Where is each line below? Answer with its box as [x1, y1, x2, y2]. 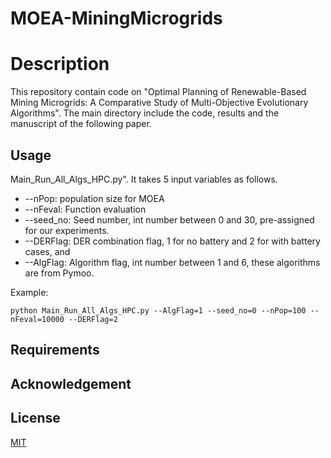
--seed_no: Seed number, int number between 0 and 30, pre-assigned [24, 213, 315, 226]
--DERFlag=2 [68, 314, 118, 324]
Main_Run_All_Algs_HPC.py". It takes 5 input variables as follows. [10, 173, 278, 185]
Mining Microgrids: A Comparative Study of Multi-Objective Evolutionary [10, 97, 309, 109]
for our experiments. [24, 224, 110, 236]
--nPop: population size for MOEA [24, 192, 165, 204]
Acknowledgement [10, 375, 132, 392]
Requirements [10, 342, 100, 359]
